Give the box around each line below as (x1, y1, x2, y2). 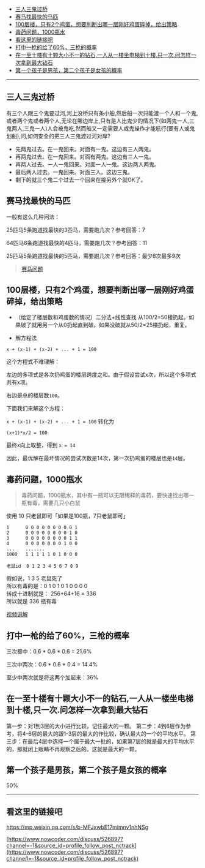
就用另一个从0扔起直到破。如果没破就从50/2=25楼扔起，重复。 (31, 321, 190, 329)
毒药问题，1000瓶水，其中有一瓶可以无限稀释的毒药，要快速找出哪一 (21, 492, 194, 499)
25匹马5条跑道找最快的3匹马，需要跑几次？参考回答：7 (6, 226, 145, 233)
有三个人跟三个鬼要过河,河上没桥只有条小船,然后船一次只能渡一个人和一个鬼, (6, 109, 198, 116)
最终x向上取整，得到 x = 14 (6, 442, 76, 449)
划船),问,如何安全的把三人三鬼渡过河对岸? (6, 132, 111, 140)
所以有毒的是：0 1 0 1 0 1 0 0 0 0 (6, 583, 88, 590)
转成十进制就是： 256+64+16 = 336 (6, 590, 96, 597)
